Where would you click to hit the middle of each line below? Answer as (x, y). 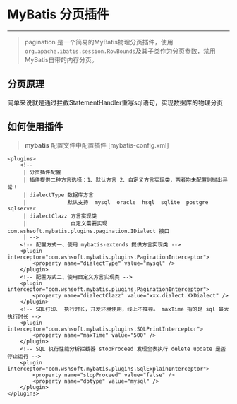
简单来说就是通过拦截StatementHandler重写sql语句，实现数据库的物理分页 (115, 102)
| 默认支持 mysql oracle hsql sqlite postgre (116, 202)
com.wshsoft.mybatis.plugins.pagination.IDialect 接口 (89, 231)
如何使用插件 (35, 127)
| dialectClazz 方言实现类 (60, 216)
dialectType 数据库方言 (61, 195)
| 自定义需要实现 (65, 223)
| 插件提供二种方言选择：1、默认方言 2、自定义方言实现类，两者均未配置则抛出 (123, 180)
